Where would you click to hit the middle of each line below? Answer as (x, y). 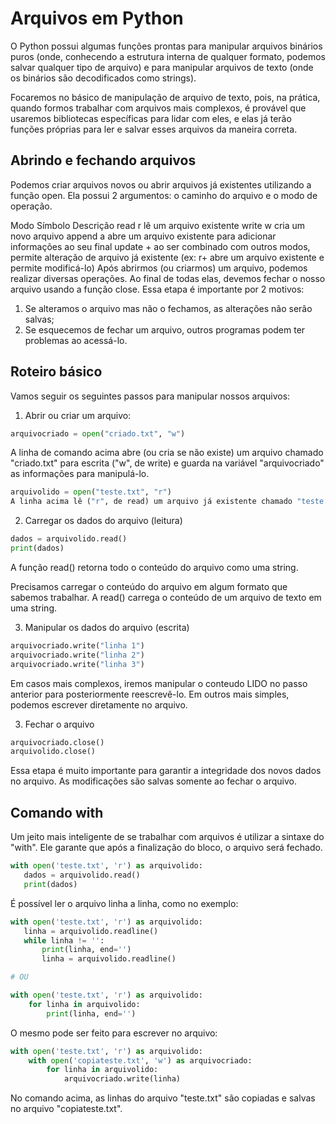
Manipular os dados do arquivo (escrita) (107, 627)
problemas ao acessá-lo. (76, 340)
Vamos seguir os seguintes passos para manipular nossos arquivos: (150, 396)
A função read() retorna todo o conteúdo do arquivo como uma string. (154, 567)
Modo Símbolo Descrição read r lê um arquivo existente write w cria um (158, 225)
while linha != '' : (64, 940)
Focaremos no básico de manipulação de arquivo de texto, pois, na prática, (165, 97)
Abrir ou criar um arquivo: (78, 415)
